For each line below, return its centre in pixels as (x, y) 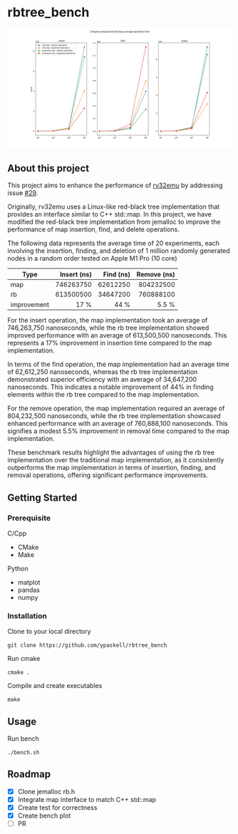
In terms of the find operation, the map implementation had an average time (118, 365)
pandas (29, 590)
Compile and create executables (55, 686)
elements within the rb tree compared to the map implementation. (104, 395)
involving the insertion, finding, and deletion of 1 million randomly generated (119, 251)
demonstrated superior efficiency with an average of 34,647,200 (102, 380)
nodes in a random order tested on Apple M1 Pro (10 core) (92, 259)
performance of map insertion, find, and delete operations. (94, 229)
